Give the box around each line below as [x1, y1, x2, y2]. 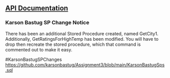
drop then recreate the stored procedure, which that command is [5, 41, 141, 47]
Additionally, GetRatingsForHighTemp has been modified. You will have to [5, 36, 159, 42]
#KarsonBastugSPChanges [5, 56, 62, 62]
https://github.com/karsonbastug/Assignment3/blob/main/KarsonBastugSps [5, 61, 165, 67]
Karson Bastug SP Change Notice [5, 19, 90, 26]
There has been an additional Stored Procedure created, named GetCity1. [5, 30, 159, 37]
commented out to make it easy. [5, 46, 73, 52]
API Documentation [5, 4, 69, 13]
